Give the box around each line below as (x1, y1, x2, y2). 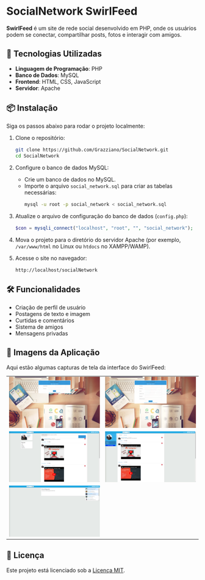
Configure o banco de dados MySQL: (15, 164, 109, 172)
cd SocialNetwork (15, 153, 60, 160)
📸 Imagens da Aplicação (6, 347, 100, 358)
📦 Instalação (6, 103, 58, 114)
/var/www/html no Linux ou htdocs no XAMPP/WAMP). (15, 243, 151, 250)
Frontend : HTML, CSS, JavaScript (15, 78, 101, 85)
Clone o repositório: (15, 134, 65, 141)
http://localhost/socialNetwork (15, 267, 98, 273)
